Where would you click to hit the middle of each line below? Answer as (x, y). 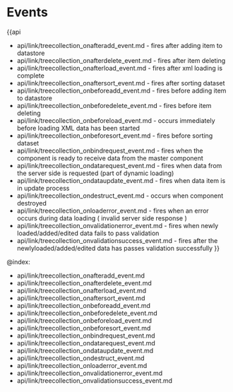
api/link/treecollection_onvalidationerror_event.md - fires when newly (118, 225)
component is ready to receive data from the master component (110, 158)
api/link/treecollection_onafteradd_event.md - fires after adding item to (120, 45)
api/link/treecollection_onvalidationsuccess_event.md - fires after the (117, 240)
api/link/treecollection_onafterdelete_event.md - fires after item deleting (121, 60)
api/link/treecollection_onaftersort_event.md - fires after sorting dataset (121, 83)
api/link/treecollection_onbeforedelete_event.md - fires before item (114, 105)
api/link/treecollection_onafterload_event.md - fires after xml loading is (120, 68)
